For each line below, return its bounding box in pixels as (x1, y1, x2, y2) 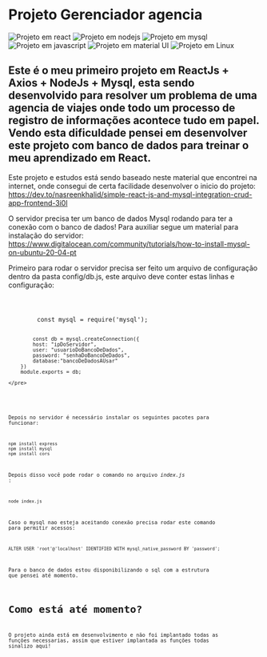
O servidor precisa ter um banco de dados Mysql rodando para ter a (8, 214, 233, 223)
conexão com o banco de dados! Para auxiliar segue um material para (8, 222, 239, 231)
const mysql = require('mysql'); (37, 315, 149, 323)
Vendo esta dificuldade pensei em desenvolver (8, 126, 248, 140)
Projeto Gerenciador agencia (8, 6, 203, 24)
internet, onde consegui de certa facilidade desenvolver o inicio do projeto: (8, 181, 256, 190)
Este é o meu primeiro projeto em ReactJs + (8, 64, 229, 78)
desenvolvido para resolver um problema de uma (8, 89, 257, 102)
